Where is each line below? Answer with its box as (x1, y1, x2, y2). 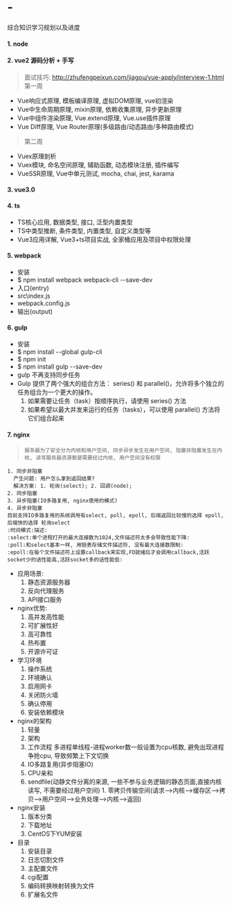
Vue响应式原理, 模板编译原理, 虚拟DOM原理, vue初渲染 (17, 96, 174, 105)
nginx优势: (17, 604, 47, 613)
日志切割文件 (27, 856, 64, 864)
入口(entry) (17, 284, 50, 292)
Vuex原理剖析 (17, 152, 57, 160)
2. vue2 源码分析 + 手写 (7, 56, 75, 65)
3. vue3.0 (7, 185, 36, 194)
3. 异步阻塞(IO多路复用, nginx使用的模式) (7, 498, 118, 505)
